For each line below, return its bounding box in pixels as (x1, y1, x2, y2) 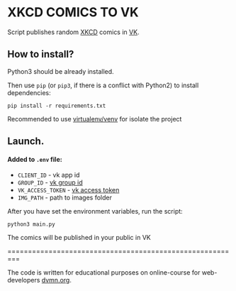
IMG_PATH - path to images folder (17, 193, 112, 202)
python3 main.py (7, 221, 55, 228)
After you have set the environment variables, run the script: (7, 207, 183, 216)
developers (7, 276, 40, 285)
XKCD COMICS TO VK (7, 4, 140, 21)
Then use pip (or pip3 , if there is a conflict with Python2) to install (7, 81, 199, 89)
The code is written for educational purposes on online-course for (7, 268, 201, 277)
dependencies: (7, 88, 51, 97)
